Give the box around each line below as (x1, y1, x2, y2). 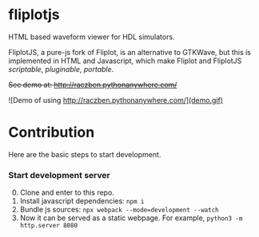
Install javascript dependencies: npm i (19, 196, 145, 206)
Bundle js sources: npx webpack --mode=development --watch (19, 205, 219, 215)
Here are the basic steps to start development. (8, 149, 161, 159)
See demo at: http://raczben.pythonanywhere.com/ (8, 80, 177, 89)
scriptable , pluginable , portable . (8, 64, 114, 73)
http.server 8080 (19, 222, 78, 230)
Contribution (8, 124, 95, 141)
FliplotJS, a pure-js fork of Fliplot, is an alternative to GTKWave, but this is (8, 47, 252, 57)
